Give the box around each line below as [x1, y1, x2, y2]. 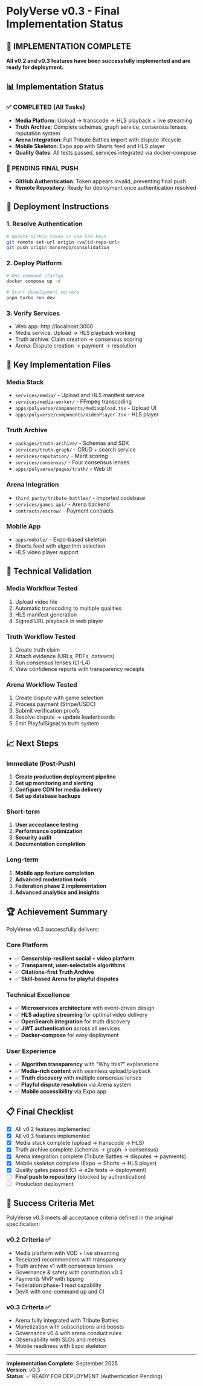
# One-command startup [6, 273, 63, 279]
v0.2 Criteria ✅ [6, 1235, 51, 1244]
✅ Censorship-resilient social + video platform [14, 954, 135, 962]
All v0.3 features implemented [14, 1132, 90, 1140]
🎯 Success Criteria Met [6, 1198, 95, 1208]
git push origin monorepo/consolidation [6, 245, 110, 251]
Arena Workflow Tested [6, 680, 77, 688]
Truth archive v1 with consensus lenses [14, 1262, 114, 1269]
